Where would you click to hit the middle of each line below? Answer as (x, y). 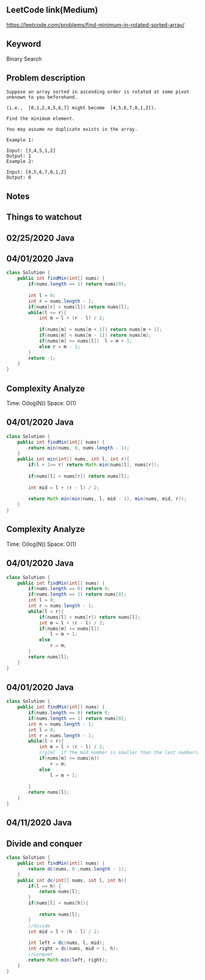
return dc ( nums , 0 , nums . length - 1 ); (77, 869)
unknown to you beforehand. (42, 97)
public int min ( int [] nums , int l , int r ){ (74, 459)
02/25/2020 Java (41, 238)
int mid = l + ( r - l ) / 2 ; (64, 488)
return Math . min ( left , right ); (68, 960)
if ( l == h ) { (45, 886)
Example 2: (20, 161)
